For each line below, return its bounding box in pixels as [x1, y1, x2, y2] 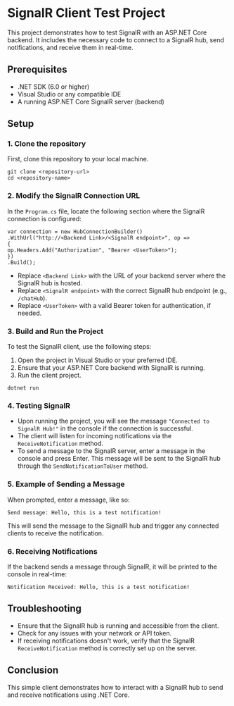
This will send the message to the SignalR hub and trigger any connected [7, 521, 219, 530]
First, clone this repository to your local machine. [7, 155, 149, 163]
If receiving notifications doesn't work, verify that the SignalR [17, 636, 195, 645]
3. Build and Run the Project [7, 326, 104, 336]
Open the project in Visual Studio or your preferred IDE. [17, 356, 178, 364]
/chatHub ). [17, 294, 48, 302]
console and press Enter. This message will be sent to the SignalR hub [17, 454, 221, 463]
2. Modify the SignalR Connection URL [7, 191, 141, 201]
